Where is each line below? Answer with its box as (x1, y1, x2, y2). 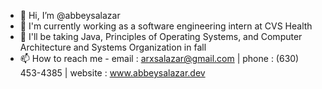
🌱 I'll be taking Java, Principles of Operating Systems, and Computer (19, 31, 303, 42)
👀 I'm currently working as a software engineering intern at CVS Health (19, 20, 313, 32)
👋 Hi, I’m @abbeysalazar (19, 10, 121, 21)
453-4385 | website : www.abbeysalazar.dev (19, 67, 206, 79)
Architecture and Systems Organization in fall (19, 41, 207, 53)
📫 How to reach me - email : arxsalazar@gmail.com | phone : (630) (19, 53, 300, 64)
